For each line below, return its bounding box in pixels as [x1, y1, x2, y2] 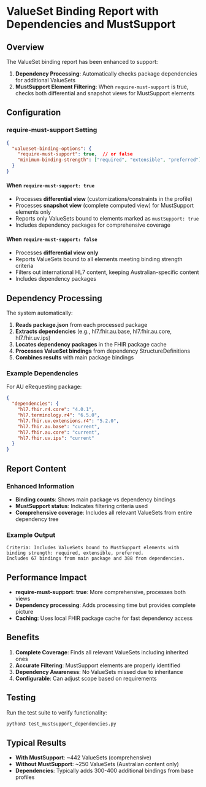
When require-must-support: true [6, 181, 95, 189]
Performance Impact [6, 572, 87, 582]
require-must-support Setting [6, 126, 97, 135]
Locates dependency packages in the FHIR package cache [15, 341, 167, 348]
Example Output [6, 530, 56, 539]
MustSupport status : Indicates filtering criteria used [15, 502, 148, 509]
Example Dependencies [6, 369, 78, 378]
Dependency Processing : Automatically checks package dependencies [15, 70, 197, 77]
